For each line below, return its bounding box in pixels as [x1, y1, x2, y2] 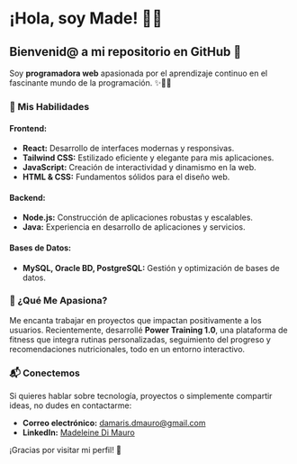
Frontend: [9, 123, 48, 133]
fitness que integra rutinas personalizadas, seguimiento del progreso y [9, 333, 272, 345]
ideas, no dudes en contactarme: [9, 400, 132, 411]
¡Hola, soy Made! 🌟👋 [9, 8, 163, 29]
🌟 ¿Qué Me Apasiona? [9, 295, 108, 307]
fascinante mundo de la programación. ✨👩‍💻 [9, 77, 172, 88]
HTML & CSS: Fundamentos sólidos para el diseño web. [22, 171, 230, 183]
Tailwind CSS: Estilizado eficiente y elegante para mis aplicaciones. [22, 152, 274, 163]
